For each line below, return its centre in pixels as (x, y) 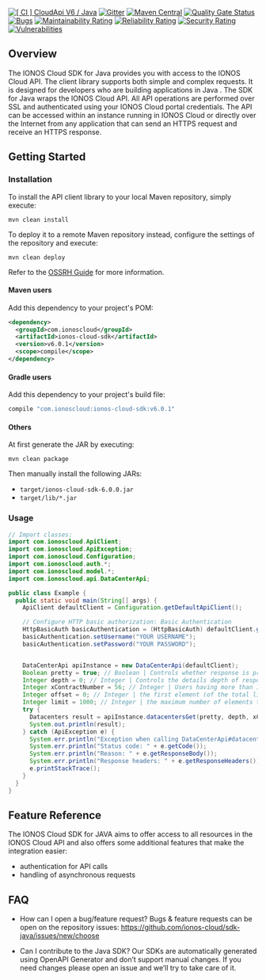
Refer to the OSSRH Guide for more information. (86, 272)
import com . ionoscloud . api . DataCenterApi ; (79, 578)
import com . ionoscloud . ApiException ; (70, 549)
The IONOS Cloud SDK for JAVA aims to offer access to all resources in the (131, 834)
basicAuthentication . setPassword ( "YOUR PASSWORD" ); (109, 644)
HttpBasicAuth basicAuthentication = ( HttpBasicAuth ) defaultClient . (140, 630)
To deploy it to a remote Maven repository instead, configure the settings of (131, 235)
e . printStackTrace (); (65, 768)
